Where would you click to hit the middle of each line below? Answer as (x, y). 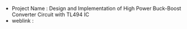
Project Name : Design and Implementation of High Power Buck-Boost (96, 8)
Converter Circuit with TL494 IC (50, 14)
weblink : (23, 21)
